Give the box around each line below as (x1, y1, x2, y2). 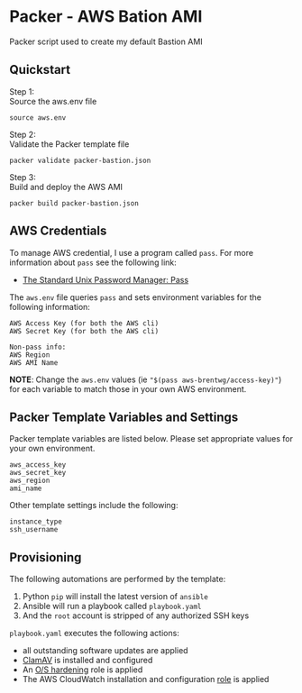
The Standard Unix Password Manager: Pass (22, 274, 189, 285)
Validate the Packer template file (9, 138, 130, 150)
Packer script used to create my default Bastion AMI (9, 36, 203, 47)
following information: (9, 301, 90, 312)
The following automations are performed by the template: (9, 574, 226, 585)
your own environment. (9, 443, 96, 454)
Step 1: (9, 86, 34, 96)
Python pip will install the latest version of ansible (22, 591, 209, 602)
